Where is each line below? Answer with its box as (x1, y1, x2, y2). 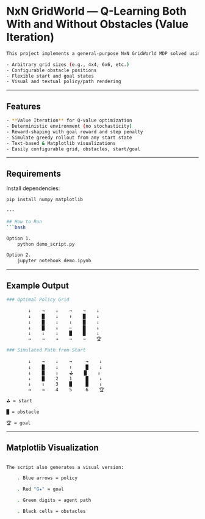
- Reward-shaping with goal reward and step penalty (6, 128, 143, 135)
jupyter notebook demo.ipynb (17, 258, 92, 264)
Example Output (6, 280, 69, 291)
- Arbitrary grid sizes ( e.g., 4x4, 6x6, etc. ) (6, 61, 130, 68)
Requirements (6, 168, 61, 179)
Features (6, 101, 41, 111)
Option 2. (6, 252, 32, 258)
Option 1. (6, 235, 32, 241)
